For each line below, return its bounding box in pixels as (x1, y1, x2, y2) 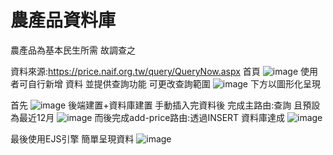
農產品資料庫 (10, 9, 117, 32)
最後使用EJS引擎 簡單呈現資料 (10, 132, 135, 145)
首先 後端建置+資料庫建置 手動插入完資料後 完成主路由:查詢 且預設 (10, 99, 321, 111)
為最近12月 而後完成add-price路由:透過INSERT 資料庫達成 (10, 111, 286, 123)
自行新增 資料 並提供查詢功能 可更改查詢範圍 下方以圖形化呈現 (27, 77, 321, 90)
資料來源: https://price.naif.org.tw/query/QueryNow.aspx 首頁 (10, 65, 261, 77)
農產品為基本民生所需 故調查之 (10, 44, 136, 56)
